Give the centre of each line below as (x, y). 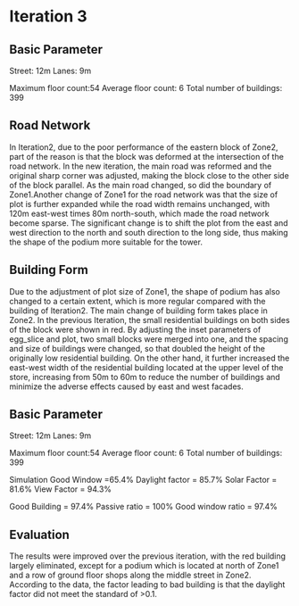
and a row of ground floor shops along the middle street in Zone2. (130, 575)
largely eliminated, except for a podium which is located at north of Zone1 (144, 566)
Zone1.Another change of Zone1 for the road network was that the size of (144, 195)
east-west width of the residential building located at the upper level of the (146, 367)
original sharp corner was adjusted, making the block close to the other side (149, 175)
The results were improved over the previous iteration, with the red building (148, 556)
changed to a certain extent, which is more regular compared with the (137, 301)
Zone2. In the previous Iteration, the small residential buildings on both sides (149, 320)
